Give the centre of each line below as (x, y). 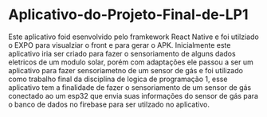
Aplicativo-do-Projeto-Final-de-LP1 (128, 15)
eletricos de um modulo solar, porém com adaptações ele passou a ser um (131, 62)
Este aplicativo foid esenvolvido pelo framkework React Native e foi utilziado (133, 37)
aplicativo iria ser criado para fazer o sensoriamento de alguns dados (122, 53)
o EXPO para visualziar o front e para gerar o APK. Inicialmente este (120, 45)
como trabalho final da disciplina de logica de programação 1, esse (118, 79)
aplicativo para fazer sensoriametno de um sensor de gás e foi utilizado (126, 70)
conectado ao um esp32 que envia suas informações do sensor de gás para (133, 96)
